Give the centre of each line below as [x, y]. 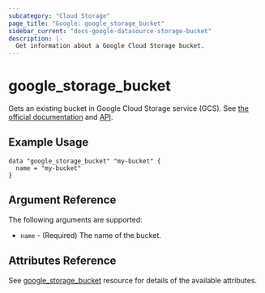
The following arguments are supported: [76, 219]
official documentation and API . [61, 117]
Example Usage [49, 142]
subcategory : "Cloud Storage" [60, 16]
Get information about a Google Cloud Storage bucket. [110, 46]
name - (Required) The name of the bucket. [91, 235]
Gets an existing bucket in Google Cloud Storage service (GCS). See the [129, 108]
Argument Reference [62, 200]
